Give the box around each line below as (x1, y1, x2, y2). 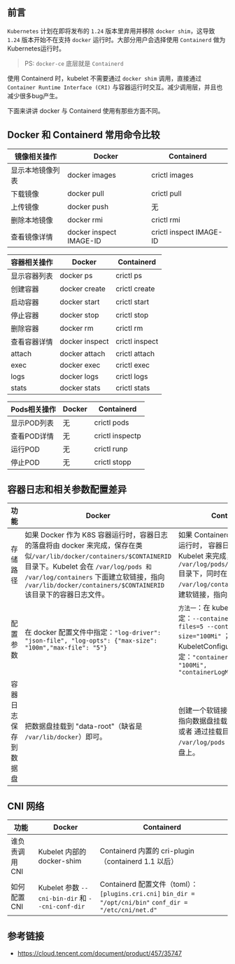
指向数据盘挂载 (178, 716, 228, 726)
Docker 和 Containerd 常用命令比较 (7, 129, 161, 141)
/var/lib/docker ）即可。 (24, 732, 107, 742)
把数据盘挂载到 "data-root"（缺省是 (24, 722, 143, 732)
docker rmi (67, 215, 104, 225)
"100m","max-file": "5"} (24, 644, 108, 652)
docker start (59, 297, 100, 307)
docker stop (59, 310, 99, 319)
